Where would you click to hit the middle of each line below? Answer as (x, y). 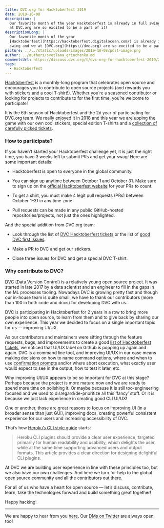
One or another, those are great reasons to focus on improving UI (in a (76, 408)
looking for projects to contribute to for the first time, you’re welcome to (77, 98)
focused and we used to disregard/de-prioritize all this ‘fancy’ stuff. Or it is (80, 393)
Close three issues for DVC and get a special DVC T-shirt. (70, 258)
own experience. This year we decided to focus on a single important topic (80, 322)
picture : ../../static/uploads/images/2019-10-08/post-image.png (73, 50)
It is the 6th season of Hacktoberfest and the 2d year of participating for (78, 113)
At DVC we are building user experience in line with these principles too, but (82, 467)
